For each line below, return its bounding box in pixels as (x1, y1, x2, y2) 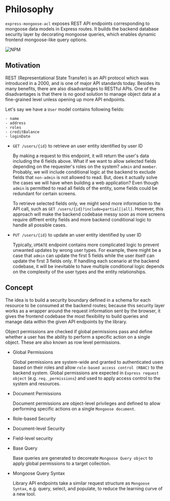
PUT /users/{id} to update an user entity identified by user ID (12, 231, 142, 238)
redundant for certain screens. (12, 190, 77, 196)
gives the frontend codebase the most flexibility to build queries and (5, 313, 148, 319)
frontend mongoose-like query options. (5, 37, 88, 43)
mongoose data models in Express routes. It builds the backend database (5, 25, 159, 32)
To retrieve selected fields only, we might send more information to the (12, 200, 161, 207)
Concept (5, 283, 33, 292)
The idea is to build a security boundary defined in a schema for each (5, 297, 151, 303)
